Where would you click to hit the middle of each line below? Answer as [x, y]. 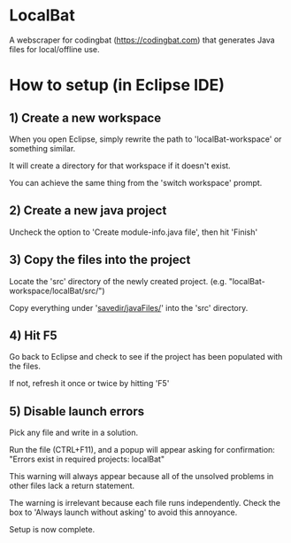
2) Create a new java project [88, 210]
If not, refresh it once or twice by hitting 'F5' [89, 384]
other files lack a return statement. [72, 486]
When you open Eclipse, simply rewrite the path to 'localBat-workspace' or [145, 139]
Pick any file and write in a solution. [74, 433]
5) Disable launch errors [77, 411]
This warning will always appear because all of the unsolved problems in [142, 477]
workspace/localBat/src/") [57, 291]
